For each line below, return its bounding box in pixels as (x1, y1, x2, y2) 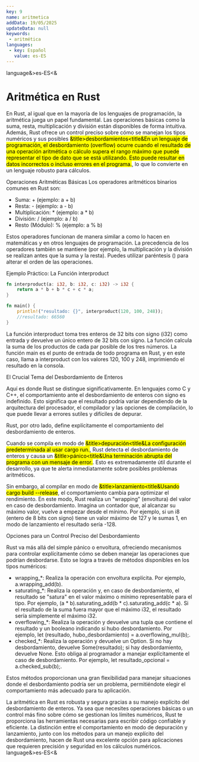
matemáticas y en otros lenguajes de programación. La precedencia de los (6, 239, 189, 246)
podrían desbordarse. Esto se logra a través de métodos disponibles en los (6, 556, 189, 563)
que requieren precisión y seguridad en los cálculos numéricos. (6, 742, 162, 750)
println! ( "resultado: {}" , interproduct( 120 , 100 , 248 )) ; (17, 309, 163, 315)
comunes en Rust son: (6, 184, 61, 192)
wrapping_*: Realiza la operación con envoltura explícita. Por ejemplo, (14, 574, 186, 581)
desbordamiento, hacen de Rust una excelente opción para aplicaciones (6, 736, 183, 744)
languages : (6, 42, 33, 48)
